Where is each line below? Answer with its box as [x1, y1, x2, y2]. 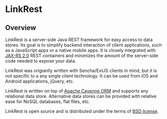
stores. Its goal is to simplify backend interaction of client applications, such [5, 42, 162, 48]
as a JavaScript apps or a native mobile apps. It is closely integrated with [5, 47, 156, 53]
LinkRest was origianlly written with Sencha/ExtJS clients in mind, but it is [5, 67, 157, 73]
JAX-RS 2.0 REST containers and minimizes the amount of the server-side [5, 52, 158, 58]
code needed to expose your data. [5, 58, 77, 63]
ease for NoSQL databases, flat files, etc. [5, 98, 90, 104]
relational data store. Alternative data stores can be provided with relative [5, 93, 157, 99]
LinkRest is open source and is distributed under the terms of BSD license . [5, 108, 159, 114]
